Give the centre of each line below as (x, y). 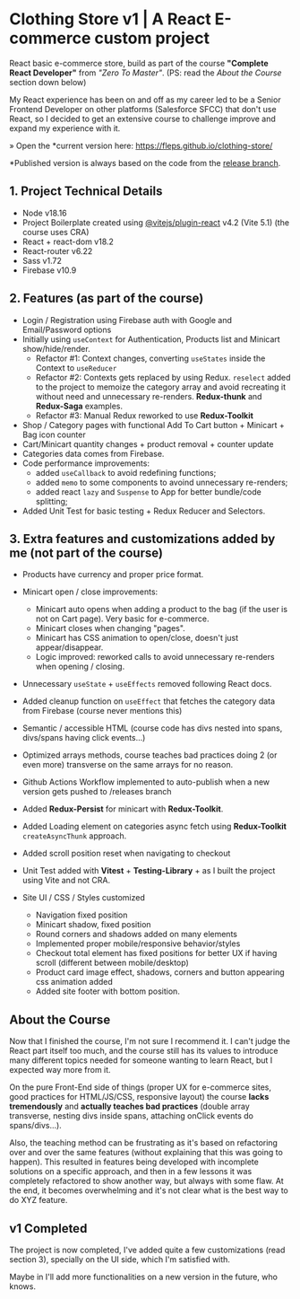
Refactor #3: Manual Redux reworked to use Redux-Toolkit (144, 415)
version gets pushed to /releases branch (97, 792)
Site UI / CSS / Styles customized (83, 898)
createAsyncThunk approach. (74, 836)
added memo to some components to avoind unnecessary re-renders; (162, 482)
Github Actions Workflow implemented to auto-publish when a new (146, 782)
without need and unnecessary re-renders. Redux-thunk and (149, 396)
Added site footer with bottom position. (108, 991)
